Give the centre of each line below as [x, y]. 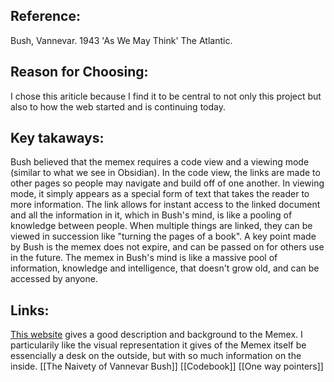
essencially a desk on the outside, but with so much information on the [156, 356]
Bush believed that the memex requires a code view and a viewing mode [160, 162]
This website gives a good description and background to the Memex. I [156, 335]
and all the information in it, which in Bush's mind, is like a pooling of [151, 215]
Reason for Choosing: [79, 72]
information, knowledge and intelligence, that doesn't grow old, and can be [165, 268]
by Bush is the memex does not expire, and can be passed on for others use [167, 247]
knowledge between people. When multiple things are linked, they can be [161, 226]
